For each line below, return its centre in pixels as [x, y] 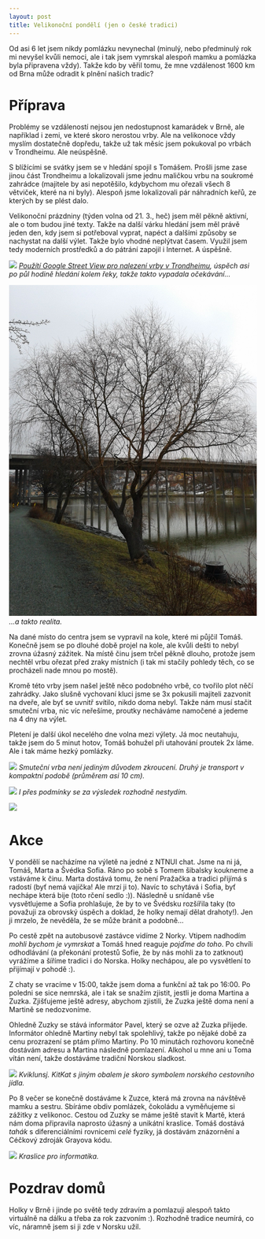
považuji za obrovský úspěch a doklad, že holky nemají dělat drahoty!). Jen [131, 912]
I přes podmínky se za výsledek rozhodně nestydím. [103, 792]
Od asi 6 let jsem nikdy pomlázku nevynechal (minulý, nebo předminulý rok [131, 48]
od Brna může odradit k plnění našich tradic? [81, 73]
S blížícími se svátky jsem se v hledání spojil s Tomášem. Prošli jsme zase [128, 167]
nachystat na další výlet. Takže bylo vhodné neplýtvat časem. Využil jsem [128, 241]
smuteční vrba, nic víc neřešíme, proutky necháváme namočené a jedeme [129, 711]
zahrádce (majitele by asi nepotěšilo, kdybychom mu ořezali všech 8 [120, 184]
